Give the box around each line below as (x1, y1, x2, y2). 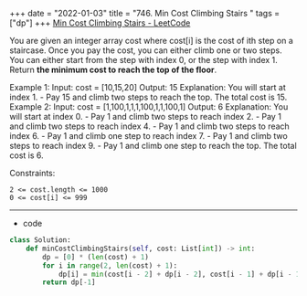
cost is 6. (9, 150, 44, 161)
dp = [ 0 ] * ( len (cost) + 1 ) (42, 252, 149, 261)
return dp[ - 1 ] (42, 278, 96, 287)
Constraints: (9, 168, 56, 178)
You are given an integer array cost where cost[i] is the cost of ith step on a (9, 36, 294, 46)
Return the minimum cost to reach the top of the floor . (9, 64, 217, 75)
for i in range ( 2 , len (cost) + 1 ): (42, 260, 178, 270)
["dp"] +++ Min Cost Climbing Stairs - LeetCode (9, 17, 191, 28)
